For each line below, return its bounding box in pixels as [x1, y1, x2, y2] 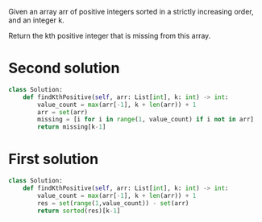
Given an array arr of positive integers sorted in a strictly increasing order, [8, 7, 254, 16]
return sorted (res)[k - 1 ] [37, 207, 121, 215]
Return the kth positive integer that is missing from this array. [8, 31, 211, 40]
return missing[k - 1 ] [37, 123, 106, 131]
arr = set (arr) [37, 108, 89, 116]
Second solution [8, 60, 120, 77]
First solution [8, 150, 99, 168]
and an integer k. [8, 15, 64, 25]
